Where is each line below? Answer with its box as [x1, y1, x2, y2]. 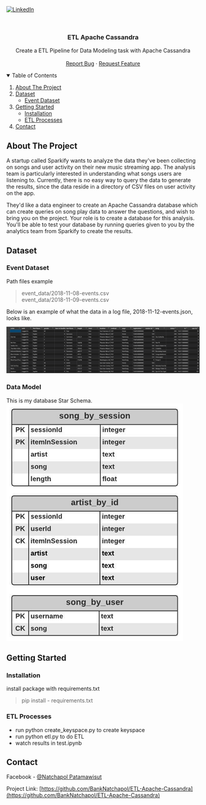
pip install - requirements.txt [21, 697, 93, 704]
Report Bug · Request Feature [66, 60, 140, 67]
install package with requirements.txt [6, 685, 100, 693]
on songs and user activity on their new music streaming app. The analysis [6, 163, 196, 171]
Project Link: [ [6, 785, 42, 793]
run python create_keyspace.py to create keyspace [15, 726, 145, 733]
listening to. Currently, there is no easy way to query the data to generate [6, 177, 191, 184]
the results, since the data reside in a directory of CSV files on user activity [6, 183, 196, 190]
